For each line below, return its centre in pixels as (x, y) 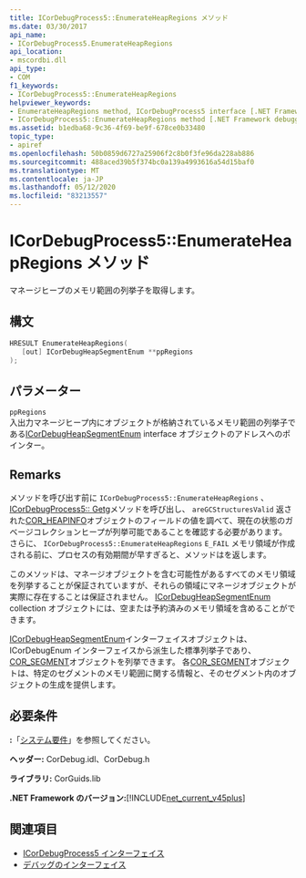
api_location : (36, 52)
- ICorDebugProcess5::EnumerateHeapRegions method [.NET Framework (140, 119)
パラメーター (46, 391)
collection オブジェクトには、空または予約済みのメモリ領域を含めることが (148, 608)
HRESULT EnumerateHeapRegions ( (69, 343)
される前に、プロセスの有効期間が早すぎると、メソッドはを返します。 (140, 554)
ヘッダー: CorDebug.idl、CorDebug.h (80, 759)
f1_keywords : (34, 86)
